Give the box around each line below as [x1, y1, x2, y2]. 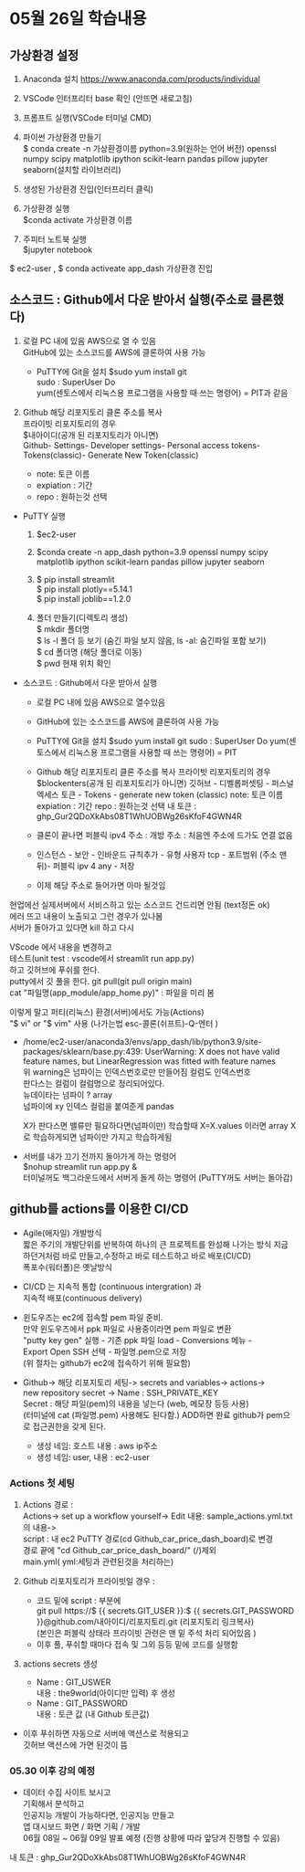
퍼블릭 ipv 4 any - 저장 [52, 860, 135, 871]
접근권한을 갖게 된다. [32, 1421, 107, 1432]
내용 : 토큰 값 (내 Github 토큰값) [36, 1709, 150, 1720]
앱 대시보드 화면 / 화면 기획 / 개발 [22, 1821, 141, 1832]
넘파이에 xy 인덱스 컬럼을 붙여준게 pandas [22, 1100, 174, 1111]
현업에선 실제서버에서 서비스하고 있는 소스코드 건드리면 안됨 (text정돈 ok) [9, 899, 271, 910]
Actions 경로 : [22, 1499, 74, 1509]
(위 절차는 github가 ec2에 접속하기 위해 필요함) [22, 1357, 192, 1368]
